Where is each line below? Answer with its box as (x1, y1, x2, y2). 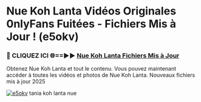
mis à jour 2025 (6, 78, 46, 85)
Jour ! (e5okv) (6, 30, 79, 43)
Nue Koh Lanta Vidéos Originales (6, 4, 177, 18)
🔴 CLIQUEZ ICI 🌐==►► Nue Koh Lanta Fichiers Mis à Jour (6, 51, 180, 60)
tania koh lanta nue (29, 89, 77, 97)
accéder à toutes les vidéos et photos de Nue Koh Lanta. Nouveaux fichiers (6, 71, 196, 79)
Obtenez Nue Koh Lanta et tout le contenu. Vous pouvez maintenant (6, 65, 177, 72)
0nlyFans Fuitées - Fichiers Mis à (6, 17, 177, 31)
